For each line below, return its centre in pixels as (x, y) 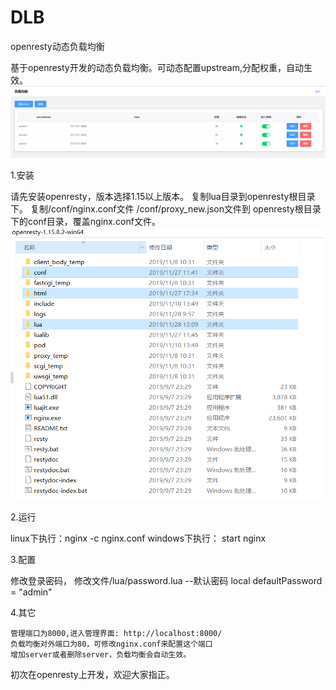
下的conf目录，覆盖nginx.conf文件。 (85, 222)
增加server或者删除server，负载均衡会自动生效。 (101, 654)
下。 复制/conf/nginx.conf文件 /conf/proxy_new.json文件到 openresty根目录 (166, 209)
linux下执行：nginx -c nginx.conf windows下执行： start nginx (138, 538)
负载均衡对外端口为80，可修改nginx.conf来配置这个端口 (111, 644)
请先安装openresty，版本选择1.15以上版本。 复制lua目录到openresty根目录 (163, 197)
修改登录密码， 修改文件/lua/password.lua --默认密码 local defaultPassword (166, 580)
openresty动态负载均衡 (57, 46)
